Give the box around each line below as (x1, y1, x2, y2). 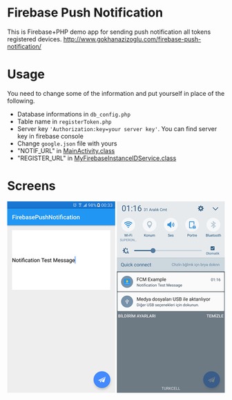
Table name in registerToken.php (17, 117, 112, 126)
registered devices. (7, 34, 62, 43)
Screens (7, 178, 56, 194)
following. (7, 97, 35, 105)
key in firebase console (17, 132, 84, 140)
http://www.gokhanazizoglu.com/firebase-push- (63, 34, 202, 43)
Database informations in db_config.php (17, 110, 131, 118)
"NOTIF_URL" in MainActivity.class (17, 146, 115, 154)
